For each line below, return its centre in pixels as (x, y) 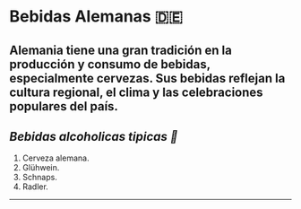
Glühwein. (41, 168)
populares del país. (64, 106)
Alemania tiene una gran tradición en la (121, 50)
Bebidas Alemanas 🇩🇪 (96, 17)
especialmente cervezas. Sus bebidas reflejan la (147, 78)
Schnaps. (40, 178)
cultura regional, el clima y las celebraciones (136, 92)
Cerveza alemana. (56, 158)
